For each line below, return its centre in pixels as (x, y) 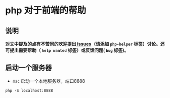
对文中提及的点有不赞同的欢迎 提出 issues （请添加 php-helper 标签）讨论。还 (85, 44)
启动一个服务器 (29, 68)
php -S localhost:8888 (29, 90)
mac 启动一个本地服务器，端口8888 (49, 81)
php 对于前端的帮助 (46, 10)
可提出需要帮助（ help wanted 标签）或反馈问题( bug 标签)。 (67, 50)
